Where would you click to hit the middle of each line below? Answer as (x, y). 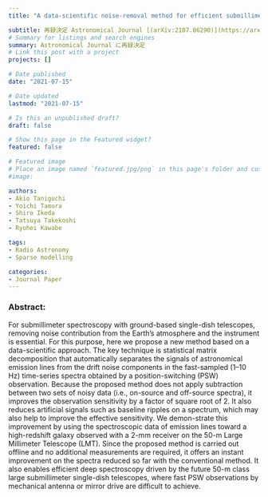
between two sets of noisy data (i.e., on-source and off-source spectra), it (130, 392)
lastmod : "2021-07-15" (46, 103)
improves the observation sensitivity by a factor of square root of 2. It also (130, 401)
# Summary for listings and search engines (82, 38)
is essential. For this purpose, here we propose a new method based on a (129, 341)
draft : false (30, 125)
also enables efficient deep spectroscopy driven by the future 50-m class (129, 469)
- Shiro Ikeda (32, 213)
